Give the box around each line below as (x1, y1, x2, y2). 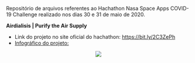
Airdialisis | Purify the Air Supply (6, 23, 87, 29)
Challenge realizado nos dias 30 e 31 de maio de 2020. (12, 11, 145, 18)
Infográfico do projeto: (14, 40, 69, 46)
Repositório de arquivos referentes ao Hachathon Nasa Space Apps (6, 5, 169, 12)
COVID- (170, 5, 189, 12)
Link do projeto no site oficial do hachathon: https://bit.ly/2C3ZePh (14, 34, 176, 40)
